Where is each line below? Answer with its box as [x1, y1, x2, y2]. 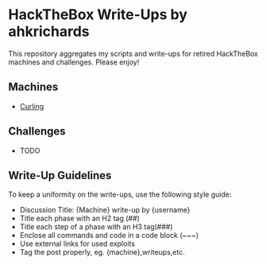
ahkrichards [8, 22, 90, 41]
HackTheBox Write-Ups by [8, 6, 188, 24]
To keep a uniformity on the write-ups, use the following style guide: [8, 189, 232, 200]
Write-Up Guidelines [8, 169, 112, 182]
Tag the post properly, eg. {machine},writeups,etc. [19, 247, 185, 257]
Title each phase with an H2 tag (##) [19, 213, 141, 224]
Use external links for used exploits [19, 239, 135, 248]
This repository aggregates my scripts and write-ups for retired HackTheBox [8, 49, 259, 58]
